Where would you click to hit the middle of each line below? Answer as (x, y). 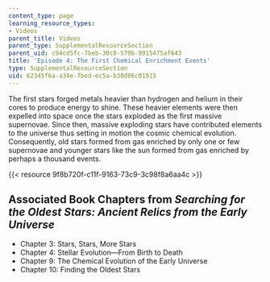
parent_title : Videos (45, 38)
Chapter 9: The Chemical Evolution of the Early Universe (114, 261)
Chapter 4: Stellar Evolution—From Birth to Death (101, 253)
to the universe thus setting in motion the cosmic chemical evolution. (123, 133)
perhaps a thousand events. (55, 159)
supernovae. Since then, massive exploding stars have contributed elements (135, 124)
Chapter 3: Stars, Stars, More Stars (78, 244)
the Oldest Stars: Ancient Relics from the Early (128, 212)
